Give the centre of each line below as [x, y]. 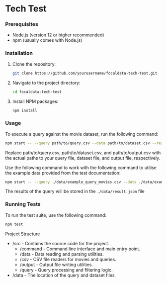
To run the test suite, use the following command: [56, 215]
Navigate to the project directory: [46, 83]
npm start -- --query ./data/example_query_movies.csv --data [71, 182]
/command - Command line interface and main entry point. [80, 249]
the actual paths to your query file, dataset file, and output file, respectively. [83, 158]
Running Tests [23, 204]
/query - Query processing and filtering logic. [66, 270]
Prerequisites [22, 24]
